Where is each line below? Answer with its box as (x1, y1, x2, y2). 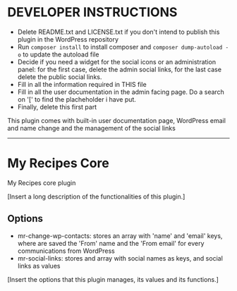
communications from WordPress (17, 247, 115, 255)
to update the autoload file (22, 50, 99, 59)
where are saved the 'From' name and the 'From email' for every (17, 239, 205, 247)
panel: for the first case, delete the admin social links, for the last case (17, 65, 222, 73)
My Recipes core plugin (7, 178, 76, 187)
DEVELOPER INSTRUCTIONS (7, 4, 178, 20)
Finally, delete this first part (17, 102, 97, 111)
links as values (17, 261, 61, 270)
